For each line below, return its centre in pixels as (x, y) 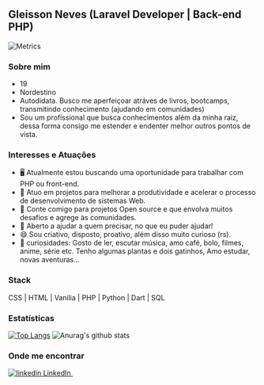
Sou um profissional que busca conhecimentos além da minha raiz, (129, 118)
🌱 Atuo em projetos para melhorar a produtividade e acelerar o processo (138, 192)
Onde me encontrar (46, 356)
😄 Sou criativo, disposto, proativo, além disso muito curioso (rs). (125, 234)
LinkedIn (57, 373)
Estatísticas (32, 318)
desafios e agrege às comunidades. (78, 218)
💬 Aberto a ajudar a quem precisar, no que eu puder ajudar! (116, 226)
